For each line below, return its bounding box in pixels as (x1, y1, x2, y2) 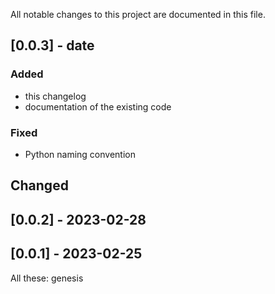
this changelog (24, 90, 87, 102)
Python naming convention (24, 148, 136, 160)
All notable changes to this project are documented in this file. (10, 9, 266, 20)
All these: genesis (10, 272, 84, 284)
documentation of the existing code (24, 100, 172, 113)
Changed (10, 177, 69, 194)
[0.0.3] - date (10, 37, 95, 54)
